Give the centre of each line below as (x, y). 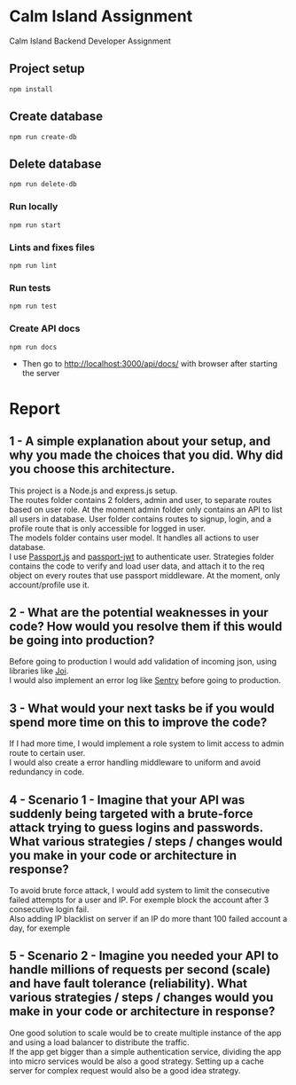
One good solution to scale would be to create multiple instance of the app (145, 1033)
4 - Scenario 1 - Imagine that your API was (127, 800)
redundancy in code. (47, 772)
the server (41, 373)
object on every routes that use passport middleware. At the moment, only (145, 575)
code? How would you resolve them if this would (146, 626)
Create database (56, 117)
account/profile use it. (50, 585)
